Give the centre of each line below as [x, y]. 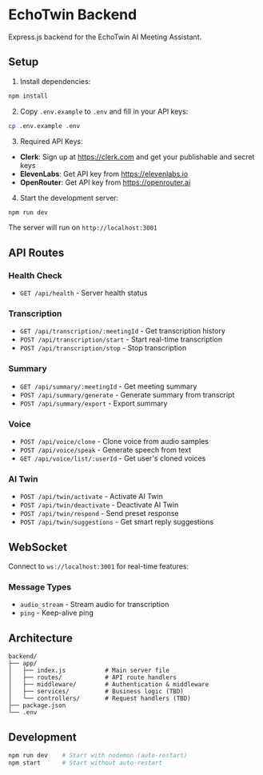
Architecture [41, 638]
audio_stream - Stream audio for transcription [94, 605]
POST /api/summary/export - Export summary [94, 403]
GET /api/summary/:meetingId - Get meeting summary [108, 386]
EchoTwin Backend [73, 15]
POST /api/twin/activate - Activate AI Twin [92, 497]
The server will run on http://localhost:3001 [83, 228]
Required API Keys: [52, 141]
